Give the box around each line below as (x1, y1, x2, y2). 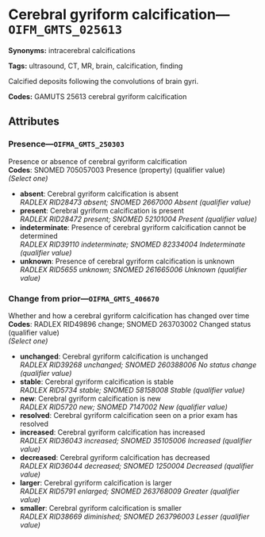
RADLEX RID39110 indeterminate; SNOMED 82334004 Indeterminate (19, 240, 246, 249)
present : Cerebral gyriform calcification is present (19, 205, 184, 215)
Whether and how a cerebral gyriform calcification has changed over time (8, 311, 250, 320)
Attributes (8, 115, 60, 128)
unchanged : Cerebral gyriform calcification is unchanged (19, 351, 209, 361)
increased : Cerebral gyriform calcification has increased (19, 427, 205, 437)
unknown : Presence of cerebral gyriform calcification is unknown (19, 256, 236, 266)
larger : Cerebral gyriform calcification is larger (19, 478, 172, 487)
